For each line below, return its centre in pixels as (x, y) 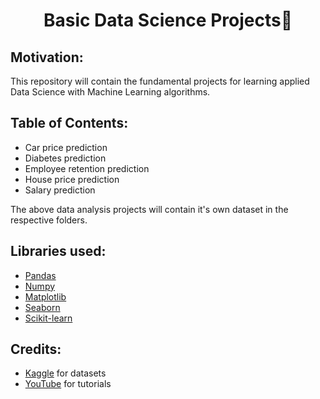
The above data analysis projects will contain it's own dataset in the (149, 209)
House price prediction (72, 179)
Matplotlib (45, 296)
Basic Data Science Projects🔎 (168, 20)
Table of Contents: (69, 123)
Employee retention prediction (87, 168)
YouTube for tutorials (68, 384)
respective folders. (49, 220)
